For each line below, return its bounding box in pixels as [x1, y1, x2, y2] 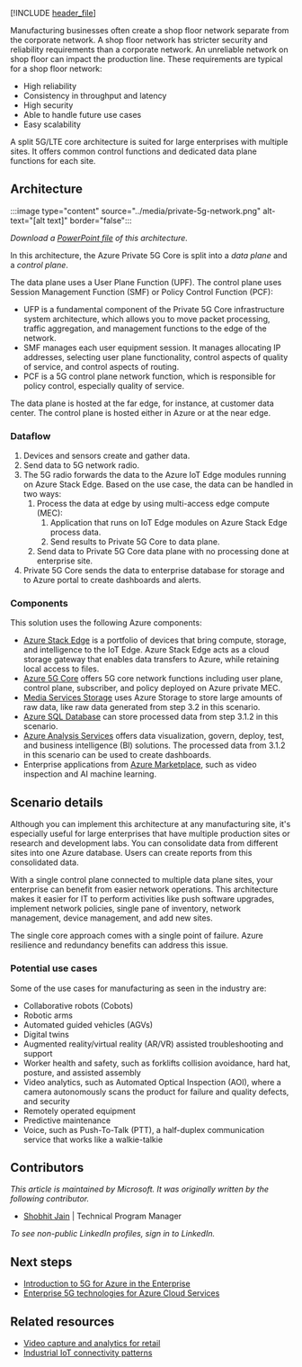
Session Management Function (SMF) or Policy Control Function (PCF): [10, 286, 273, 297]
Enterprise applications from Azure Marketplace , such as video [22, 760, 257, 770]
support [22, 1048, 53, 1058]
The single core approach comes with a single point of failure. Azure [10, 931, 264, 941]
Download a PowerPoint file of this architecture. [10, 232, 188, 243]
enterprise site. [36, 555, 93, 566]
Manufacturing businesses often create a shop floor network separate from [10, 25, 289, 35]
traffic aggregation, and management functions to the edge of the [22, 323, 268, 334]
